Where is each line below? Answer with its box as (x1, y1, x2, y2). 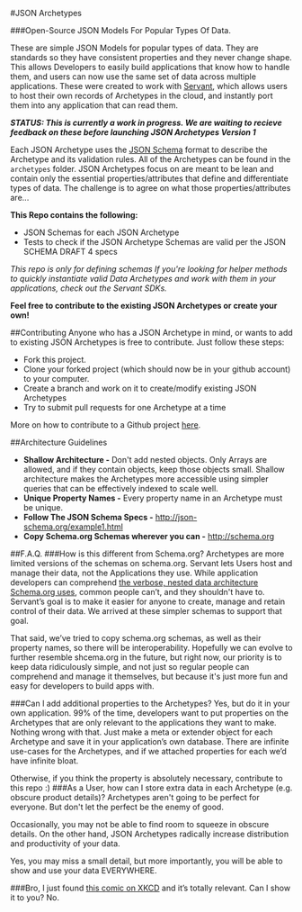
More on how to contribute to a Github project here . (10, 420, 201, 430)
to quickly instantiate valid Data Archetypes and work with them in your (10, 274, 277, 284)
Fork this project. (22, 355, 86, 365)
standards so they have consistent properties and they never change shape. (10, 52, 293, 62)
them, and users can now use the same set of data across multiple (10, 71, 257, 82)
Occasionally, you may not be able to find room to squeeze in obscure (10, 819, 270, 829)
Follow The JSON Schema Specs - (22, 512, 154, 522)
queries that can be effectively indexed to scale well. (22, 483, 218, 493)
